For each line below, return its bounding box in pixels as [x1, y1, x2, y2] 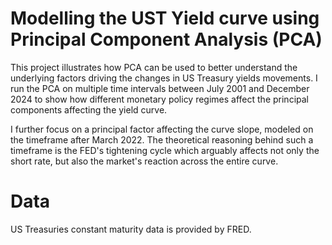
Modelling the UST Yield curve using [10, 7, 320, 30]
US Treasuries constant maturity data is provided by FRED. [10, 223, 252, 235]
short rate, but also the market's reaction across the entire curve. [10, 155, 279, 167]
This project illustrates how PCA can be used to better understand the [10, 61, 298, 73]
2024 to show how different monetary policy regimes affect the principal [10, 93, 309, 105]
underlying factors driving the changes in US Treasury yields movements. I [10, 72, 318, 84]
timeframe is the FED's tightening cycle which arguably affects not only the [10, 144, 320, 156]
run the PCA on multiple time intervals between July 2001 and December [10, 82, 310, 94]
